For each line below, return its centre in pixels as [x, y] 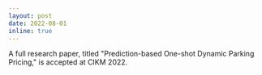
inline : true [30, 31]
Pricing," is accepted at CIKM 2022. [68, 62]
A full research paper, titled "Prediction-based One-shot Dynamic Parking [131, 54]
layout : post [30, 16]
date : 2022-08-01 [38, 23]
